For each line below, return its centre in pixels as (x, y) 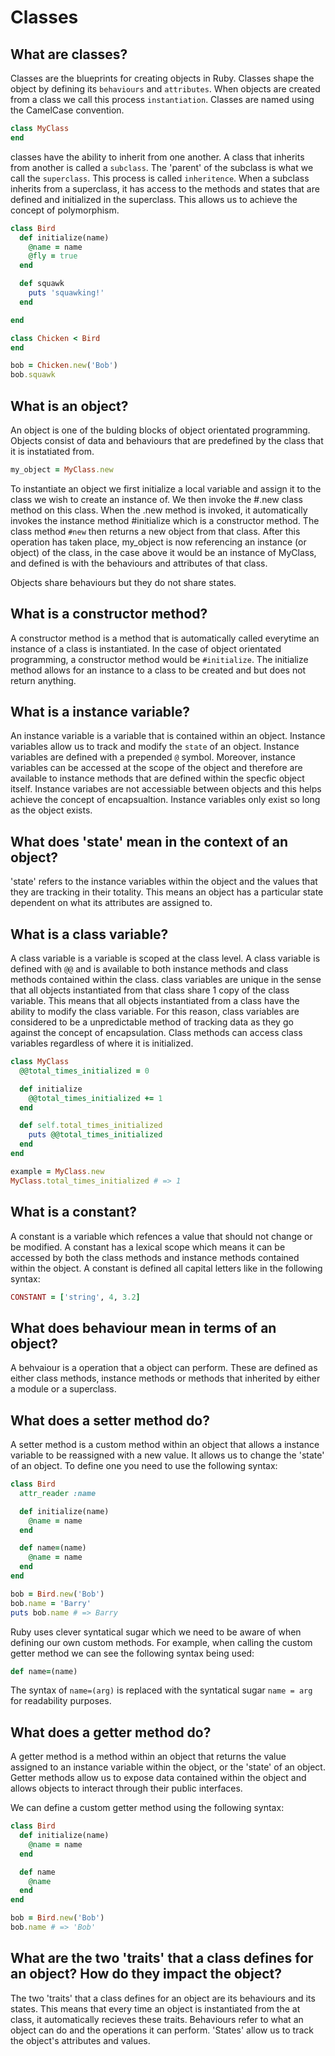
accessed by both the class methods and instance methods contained (155, 1257)
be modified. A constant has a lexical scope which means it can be (148, 1247)
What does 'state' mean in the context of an (149, 841)
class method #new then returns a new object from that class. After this (155, 531)
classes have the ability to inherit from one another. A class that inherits (157, 157)
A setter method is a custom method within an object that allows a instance (165, 1444)
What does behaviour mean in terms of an (143, 1327)
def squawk (42, 284)
